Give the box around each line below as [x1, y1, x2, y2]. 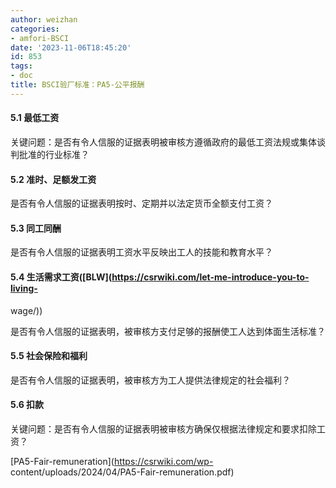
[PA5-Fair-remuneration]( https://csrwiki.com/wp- [10, 455, 214, 467]
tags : [10, 61, 33, 71]
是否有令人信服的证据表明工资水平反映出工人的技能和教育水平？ [10, 246, 273, 258]
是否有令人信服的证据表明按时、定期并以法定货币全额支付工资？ [10, 197, 273, 210]
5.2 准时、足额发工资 [10, 173, 97, 185]
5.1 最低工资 [10, 112, 60, 124]
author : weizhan [10, 14, 78, 25]
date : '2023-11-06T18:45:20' [10, 42, 132, 53]
